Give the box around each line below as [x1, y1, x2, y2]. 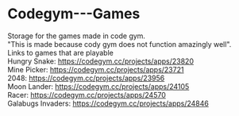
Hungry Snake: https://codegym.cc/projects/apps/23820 [7, 56, 194, 66]
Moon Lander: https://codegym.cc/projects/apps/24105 [7, 81, 190, 91]
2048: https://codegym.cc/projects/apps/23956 [7, 73, 165, 83]
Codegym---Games [7, 5, 141, 23]
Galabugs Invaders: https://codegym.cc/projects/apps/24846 [7, 99, 210, 108]
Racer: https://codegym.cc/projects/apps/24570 [7, 90, 166, 99]
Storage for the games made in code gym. [7, 31, 146, 41]
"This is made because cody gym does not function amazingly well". [7, 39, 232, 48]
